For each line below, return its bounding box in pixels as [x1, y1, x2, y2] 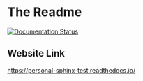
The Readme [7, 4, 82, 20]
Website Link [7, 47, 65, 59]
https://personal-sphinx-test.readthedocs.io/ [7, 66, 136, 74]
